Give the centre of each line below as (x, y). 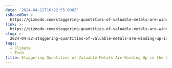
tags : (11, 43)
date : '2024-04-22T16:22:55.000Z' (42, 10)
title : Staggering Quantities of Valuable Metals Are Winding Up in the (84, 58)
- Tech (17, 53)
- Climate (20, 48)
